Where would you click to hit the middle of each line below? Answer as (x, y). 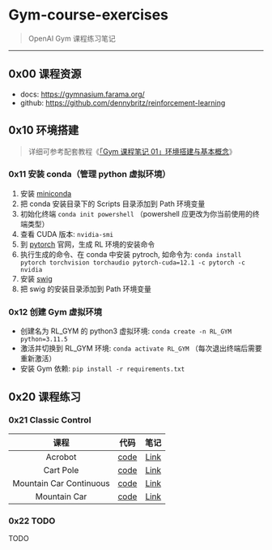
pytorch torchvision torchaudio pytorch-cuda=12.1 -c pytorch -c (132, 262)
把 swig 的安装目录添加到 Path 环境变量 (86, 289)
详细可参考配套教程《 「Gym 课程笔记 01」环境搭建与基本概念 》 (132, 151)
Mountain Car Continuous (62, 483)
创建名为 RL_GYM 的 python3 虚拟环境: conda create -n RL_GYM (126, 331)
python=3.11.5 (44, 339)
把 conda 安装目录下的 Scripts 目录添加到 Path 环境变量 (113, 204)
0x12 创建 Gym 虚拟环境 (55, 312)
